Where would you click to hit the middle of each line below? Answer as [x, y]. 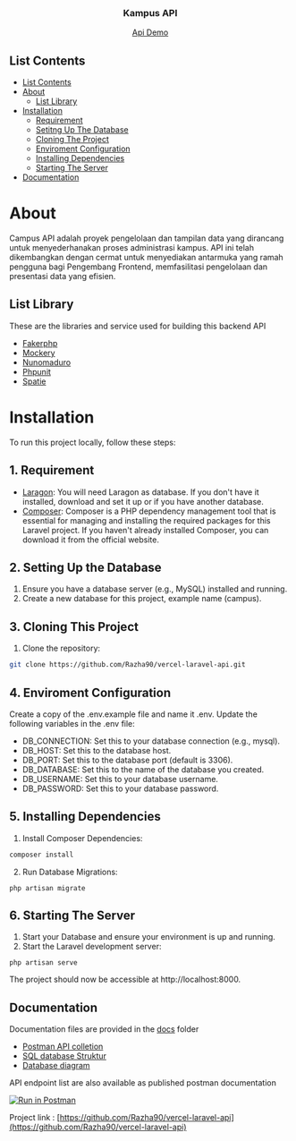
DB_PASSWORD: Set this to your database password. [120, 788]
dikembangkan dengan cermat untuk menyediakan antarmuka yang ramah [146, 258]
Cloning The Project [72, 140]
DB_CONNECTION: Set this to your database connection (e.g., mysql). [151, 741]
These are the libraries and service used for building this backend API [138, 326]
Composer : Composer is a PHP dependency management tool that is [149, 511]
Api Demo [150, 32]
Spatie [34, 381]
